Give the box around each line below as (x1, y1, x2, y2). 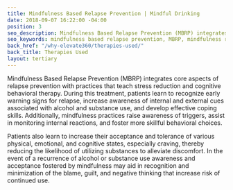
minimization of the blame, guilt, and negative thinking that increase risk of (7, 169, 221, 177)
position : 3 (7, 23, 42, 30)
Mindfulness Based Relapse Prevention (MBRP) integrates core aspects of (7, 74, 219, 83)
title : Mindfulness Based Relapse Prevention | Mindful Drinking (7, 10, 200, 17)
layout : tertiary (7, 55, 58, 62)
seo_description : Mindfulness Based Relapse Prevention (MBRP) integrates (7, 29, 228, 37)
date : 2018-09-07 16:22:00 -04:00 (7, 17, 107, 24)
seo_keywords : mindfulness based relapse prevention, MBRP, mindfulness (7, 36, 222, 43)
